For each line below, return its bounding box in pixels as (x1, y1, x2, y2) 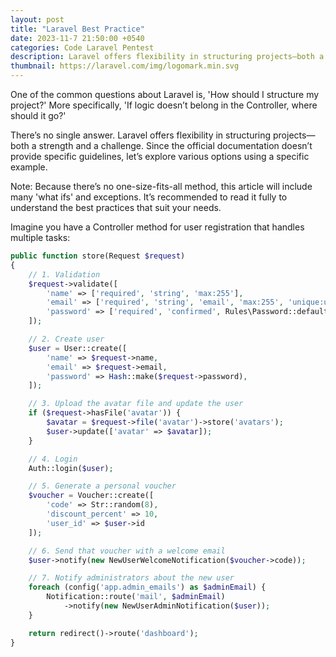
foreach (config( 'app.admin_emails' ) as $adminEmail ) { (28, 582, 267, 593)
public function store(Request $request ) (10, 251, 186, 261)
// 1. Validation (28, 269, 101, 280)
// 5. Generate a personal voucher (28, 481, 177, 491)
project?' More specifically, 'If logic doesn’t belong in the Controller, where (10, 99, 318, 111)
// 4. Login (28, 454, 78, 464)
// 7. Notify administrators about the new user (28, 573, 235, 583)
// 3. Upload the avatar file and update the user (28, 399, 244, 409)
